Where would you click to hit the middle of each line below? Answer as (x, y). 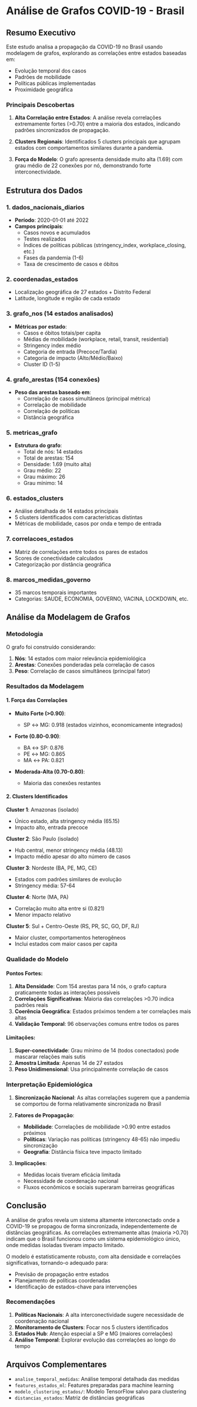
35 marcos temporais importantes (56, 593)
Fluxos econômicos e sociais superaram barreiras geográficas (99, 1187)
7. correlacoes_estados (40, 539)
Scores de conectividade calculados (59, 558)
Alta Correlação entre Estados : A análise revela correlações (88, 118)
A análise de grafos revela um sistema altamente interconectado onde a (93, 1220)
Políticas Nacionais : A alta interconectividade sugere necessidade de (99, 1314)
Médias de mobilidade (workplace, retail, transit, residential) (96, 339)
